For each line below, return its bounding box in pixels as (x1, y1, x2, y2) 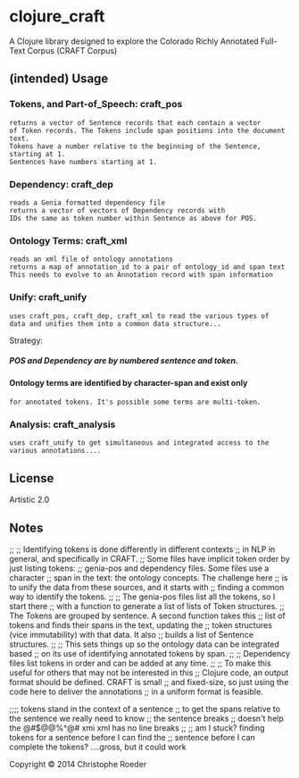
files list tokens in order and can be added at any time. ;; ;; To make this (9, 658, 272, 669)
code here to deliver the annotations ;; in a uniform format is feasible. (9, 686, 263, 698)
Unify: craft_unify (9, 291, 87, 304)
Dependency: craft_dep (9, 178, 114, 190)
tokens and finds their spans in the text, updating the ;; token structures (9, 620, 272, 631)
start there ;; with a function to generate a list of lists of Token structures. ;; (9, 601, 285, 612)
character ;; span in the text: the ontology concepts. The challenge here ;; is (9, 573, 288, 583)
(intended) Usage (9, 71, 109, 87)
